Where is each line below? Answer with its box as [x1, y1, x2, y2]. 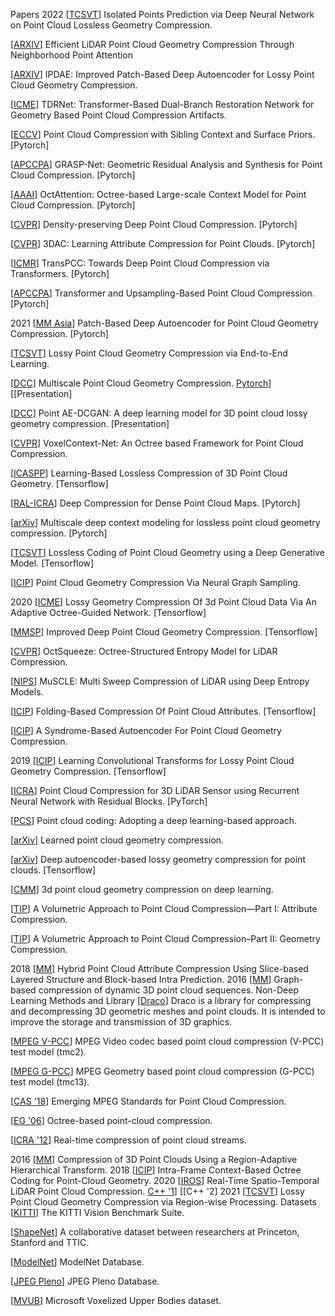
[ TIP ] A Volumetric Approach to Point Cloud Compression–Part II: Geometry [10, 933, 321, 944]
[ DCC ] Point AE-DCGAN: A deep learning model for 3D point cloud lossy [10, 407, 308, 419]
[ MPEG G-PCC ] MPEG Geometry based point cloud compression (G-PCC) [10, 1065, 315, 1077]
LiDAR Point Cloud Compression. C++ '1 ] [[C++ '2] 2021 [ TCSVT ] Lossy [10, 1185, 305, 1197]
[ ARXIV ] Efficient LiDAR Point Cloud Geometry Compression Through [10, 39, 295, 50]
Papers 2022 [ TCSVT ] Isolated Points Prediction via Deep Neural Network [10, 9, 315, 20]
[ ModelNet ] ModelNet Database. [10, 1256, 145, 1268]
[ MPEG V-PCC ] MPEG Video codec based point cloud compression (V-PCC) [10, 1035, 325, 1047]
